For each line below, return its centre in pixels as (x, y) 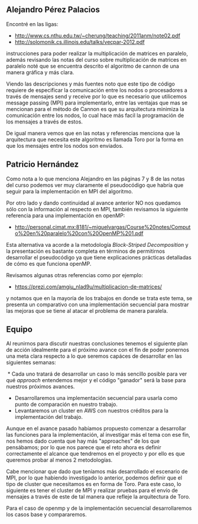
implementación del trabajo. (48, 417)
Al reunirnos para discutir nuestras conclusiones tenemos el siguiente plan (97, 344)
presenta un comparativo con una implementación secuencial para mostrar (98, 304)
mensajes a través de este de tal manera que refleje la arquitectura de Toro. (98, 497)
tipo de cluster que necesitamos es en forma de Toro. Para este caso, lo (94, 484)
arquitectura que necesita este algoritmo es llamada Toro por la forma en (95, 139)
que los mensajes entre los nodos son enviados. (65, 145)
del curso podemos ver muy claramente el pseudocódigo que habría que (95, 185)
